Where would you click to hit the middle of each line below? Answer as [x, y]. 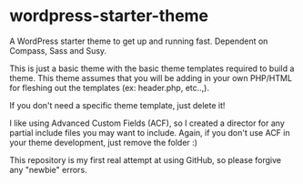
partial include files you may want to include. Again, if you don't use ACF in [150, 132]
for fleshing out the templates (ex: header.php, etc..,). [109, 87]
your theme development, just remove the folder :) [104, 142]
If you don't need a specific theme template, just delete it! [117, 105]
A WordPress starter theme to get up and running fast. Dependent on [139, 41]
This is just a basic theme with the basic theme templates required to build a [152, 68]
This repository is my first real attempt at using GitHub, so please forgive [146, 159]
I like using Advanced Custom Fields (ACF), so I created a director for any [147, 123]
